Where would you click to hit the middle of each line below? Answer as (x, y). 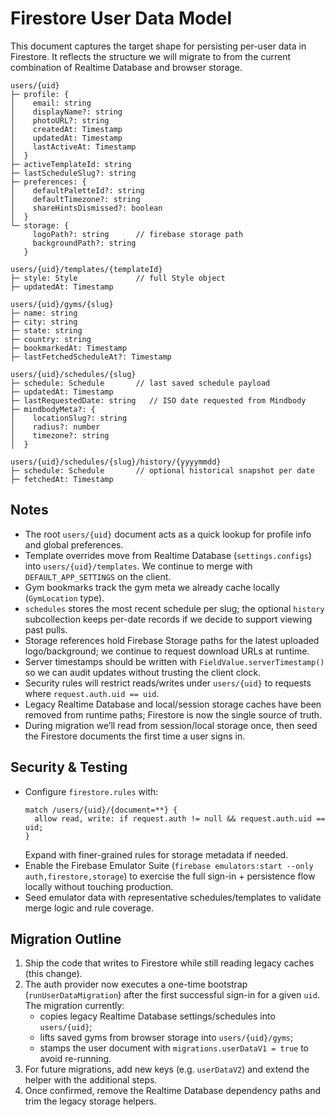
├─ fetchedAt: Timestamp (62, 479)
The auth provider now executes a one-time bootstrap (136, 984)
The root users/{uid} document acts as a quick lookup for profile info (168, 534)
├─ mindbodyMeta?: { (53, 409)
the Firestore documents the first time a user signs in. (135, 736)
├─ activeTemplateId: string (71, 164)
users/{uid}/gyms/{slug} (62, 304)
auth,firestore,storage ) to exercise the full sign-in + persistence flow (170, 876)
